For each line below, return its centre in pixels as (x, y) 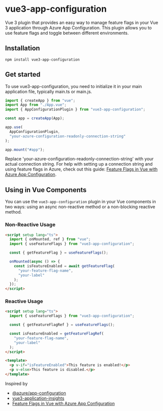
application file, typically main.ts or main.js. (48, 91)
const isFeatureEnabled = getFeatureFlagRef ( (57, 334)
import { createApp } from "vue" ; (40, 100)
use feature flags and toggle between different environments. (67, 33)
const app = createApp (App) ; (35, 118)
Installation (23, 48)
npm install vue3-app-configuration (42, 60)
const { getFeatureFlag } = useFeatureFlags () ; (59, 253)
